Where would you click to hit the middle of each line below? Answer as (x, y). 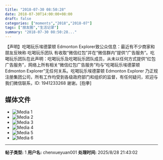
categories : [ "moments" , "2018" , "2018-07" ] (49, 23)
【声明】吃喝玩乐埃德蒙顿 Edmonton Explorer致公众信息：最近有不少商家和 (80, 46)
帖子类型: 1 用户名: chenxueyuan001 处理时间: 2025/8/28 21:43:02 (72, 152)
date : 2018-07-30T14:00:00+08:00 (39, 14)
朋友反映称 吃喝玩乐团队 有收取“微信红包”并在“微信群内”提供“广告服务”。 (78, 53)
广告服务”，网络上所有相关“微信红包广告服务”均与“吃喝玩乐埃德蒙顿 (73, 65)
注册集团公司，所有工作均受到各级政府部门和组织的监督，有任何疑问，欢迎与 (81, 77)
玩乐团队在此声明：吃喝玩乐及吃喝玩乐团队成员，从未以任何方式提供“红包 (82, 59)
